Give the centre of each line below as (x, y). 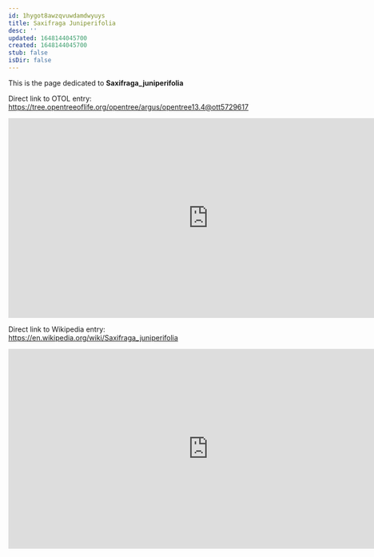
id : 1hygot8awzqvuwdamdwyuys (57, 16)
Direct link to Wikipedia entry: (57, 329)
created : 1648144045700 (48, 46)
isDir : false (30, 61)
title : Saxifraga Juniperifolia (62, 23)
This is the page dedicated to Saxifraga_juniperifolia (96, 83)
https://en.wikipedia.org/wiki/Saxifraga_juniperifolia (93, 337)
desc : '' (23, 30)
